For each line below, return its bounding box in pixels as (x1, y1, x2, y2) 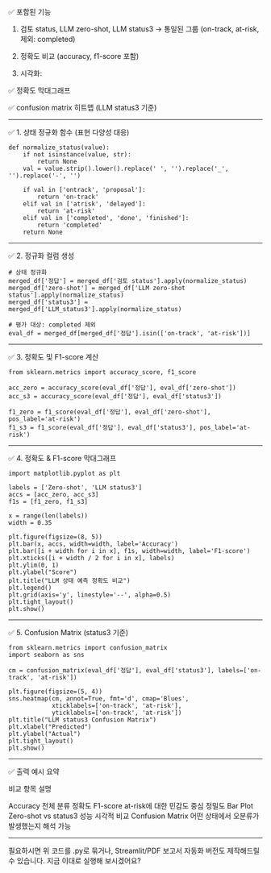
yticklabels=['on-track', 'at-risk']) (51, 709, 182, 717)
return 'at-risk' (37, 207, 95, 215)
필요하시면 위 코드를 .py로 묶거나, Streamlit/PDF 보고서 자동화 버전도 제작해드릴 (8, 846, 261, 855)
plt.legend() (8, 584, 52, 592)
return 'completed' (37, 221, 103, 229)
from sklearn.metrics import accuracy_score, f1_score (8, 368, 197, 376)
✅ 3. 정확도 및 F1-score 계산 (8, 352, 99, 361)
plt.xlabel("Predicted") (8, 723, 92, 731)
